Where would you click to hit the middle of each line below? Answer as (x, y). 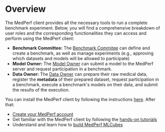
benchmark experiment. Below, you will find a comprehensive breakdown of (82, 28)
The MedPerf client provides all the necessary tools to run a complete (76, 23)
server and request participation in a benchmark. (62, 69)
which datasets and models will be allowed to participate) (71, 58)
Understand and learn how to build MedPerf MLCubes (67, 125)
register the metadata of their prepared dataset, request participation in (86, 79)
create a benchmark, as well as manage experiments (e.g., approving (83, 53)
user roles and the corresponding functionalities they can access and (76, 33)
